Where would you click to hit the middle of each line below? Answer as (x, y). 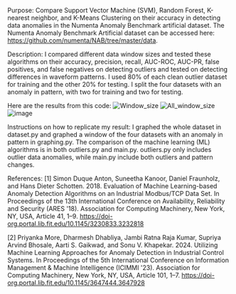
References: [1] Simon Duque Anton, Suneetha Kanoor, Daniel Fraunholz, (114, 178)
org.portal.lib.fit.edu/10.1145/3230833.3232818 (76, 224)
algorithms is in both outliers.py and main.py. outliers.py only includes (109, 149)
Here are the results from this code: (59, 105)
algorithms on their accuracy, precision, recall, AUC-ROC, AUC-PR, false (113, 62)
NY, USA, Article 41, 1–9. (43, 216)
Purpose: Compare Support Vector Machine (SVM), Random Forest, (107, 10)
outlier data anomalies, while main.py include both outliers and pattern (110, 157)
